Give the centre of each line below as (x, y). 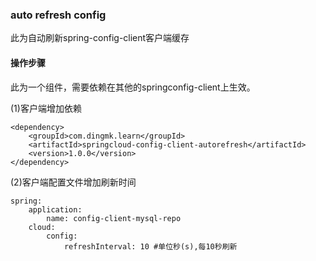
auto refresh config (58, 15)
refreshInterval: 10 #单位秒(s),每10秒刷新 (150, 246)
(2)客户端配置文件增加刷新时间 (73, 182)
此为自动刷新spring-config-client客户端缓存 (100, 38)
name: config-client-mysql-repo (114, 218)
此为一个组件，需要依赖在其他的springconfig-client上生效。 (133, 87)
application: (55, 209)
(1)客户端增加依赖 (46, 108)
